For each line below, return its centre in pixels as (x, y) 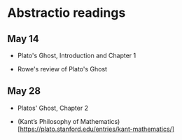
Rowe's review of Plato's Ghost (62, 69)
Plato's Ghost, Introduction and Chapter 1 (77, 55)
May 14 (23, 39)
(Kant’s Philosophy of (48, 121)
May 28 (24, 91)
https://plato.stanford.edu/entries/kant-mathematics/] (97, 129)
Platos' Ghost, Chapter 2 (53, 108)
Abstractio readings (66, 13)
